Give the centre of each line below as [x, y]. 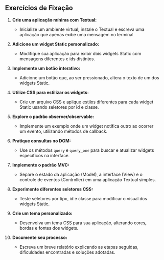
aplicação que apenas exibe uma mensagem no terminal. [77, 34]
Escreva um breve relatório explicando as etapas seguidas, [79, 247]
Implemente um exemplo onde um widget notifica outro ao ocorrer [86, 126]
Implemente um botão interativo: [46, 68]
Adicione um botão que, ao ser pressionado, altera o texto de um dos [89, 77]
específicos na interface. [45, 155]
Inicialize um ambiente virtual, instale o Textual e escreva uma [82, 29]
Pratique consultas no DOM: [41, 141]
